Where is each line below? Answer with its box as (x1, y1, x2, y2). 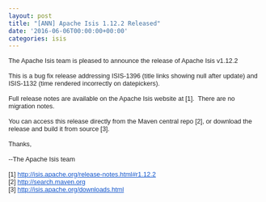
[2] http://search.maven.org (8, 178, 87, 187)
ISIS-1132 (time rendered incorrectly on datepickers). (8, 79, 160, 88)
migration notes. (8, 102, 55, 111)
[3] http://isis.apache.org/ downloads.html (8, 185, 125, 194)
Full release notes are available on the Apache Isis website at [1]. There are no (8, 95, 235, 103)
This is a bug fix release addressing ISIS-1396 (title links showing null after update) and (8, 72, 258, 81)
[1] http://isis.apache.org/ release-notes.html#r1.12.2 (8, 170, 156, 179)
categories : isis (8, 34, 67, 43)
